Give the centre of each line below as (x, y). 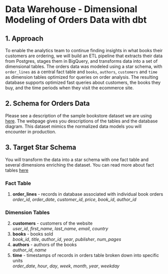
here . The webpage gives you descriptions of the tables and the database (81, 121)
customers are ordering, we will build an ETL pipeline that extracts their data (84, 56)
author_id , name (29, 250)
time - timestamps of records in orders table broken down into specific (86, 255)
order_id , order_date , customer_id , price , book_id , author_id (74, 199)
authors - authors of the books (44, 245)
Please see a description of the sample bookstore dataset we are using (78, 115)
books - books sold (33, 234)
